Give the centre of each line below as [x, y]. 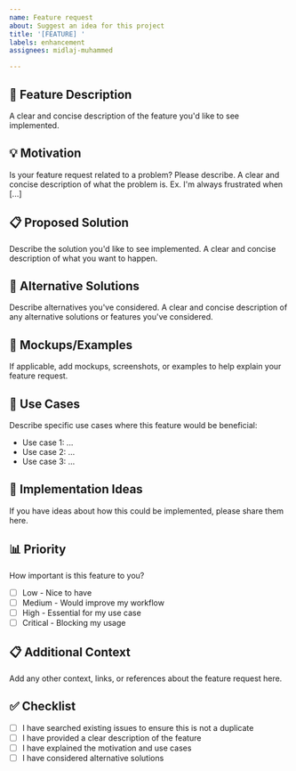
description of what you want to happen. [84, 258]
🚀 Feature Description [71, 94]
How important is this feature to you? [77, 575]
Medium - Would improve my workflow [93, 603]
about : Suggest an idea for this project [87, 26]
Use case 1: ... [48, 442]
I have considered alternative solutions [93, 758]
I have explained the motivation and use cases [107, 748]
